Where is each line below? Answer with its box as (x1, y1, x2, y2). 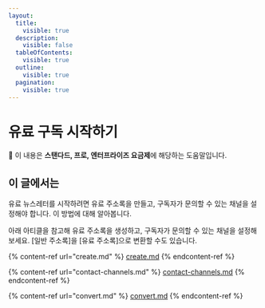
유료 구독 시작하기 (8, 123, 118, 140)
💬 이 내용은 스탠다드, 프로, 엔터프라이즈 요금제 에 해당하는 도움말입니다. (8, 151, 227, 160)
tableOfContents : (15, 49, 73, 57)
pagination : (15, 78, 56, 86)
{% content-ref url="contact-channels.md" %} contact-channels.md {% (8, 267, 245, 277)
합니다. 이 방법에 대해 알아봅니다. (29, 209, 132, 219)
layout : (8, 11, 34, 20)
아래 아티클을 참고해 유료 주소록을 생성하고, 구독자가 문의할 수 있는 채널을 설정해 (8, 226, 258, 235)
